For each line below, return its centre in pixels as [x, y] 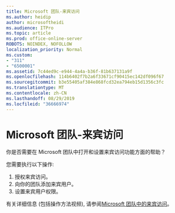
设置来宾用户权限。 [38, 191]
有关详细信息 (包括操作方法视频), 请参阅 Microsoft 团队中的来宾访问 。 [89, 204]
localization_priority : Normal [44, 50]
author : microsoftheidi [35, 22]
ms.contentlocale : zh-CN [36, 93]
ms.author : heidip [28, 17]
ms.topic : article [28, 33]
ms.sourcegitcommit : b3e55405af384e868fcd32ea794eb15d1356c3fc [85, 83]
